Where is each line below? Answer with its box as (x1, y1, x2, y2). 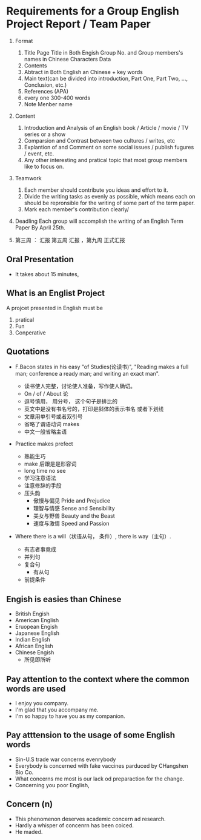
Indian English (15, 636, 50, 643)
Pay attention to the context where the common (6, 674, 189, 684)
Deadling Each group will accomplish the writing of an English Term (15, 217, 183, 225)
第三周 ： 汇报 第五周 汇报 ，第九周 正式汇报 (15, 236, 125, 243)
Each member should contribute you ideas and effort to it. (24, 186, 168, 194)
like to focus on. (24, 163, 65, 170)
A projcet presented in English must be (6, 304, 103, 311)
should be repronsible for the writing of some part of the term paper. (24, 199, 195, 206)
